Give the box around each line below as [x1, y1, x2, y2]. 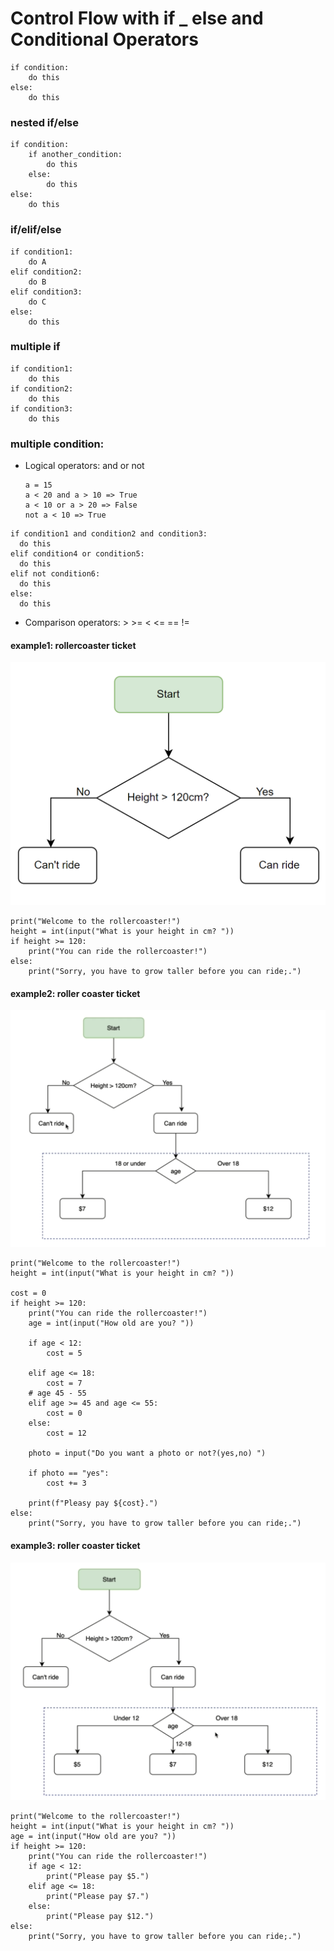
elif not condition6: [10, 569, 101, 579]
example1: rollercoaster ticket [10, 639, 137, 651]
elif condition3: [10, 287, 83, 297]
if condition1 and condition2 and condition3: [10, 529, 208, 539]
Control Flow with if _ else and [10, 7, 264, 30]
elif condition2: [10, 267, 83, 277]
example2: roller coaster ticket [10, 987, 141, 999]
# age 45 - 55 [28, 1388, 87, 1399]
